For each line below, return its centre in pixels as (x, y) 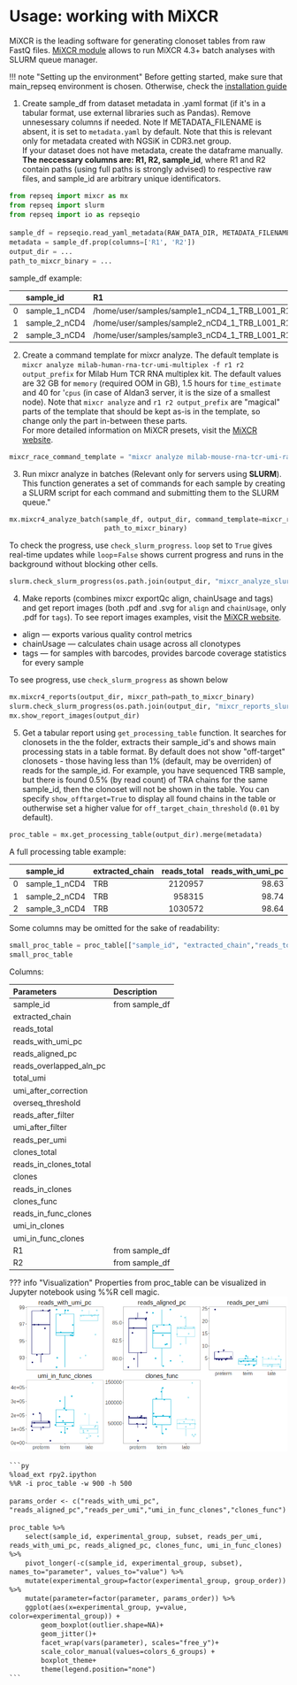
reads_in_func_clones (52, 1213)
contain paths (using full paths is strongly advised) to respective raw (147, 169)
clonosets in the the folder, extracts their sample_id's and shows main (149, 742)
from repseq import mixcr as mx (69, 196)
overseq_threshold (47, 1103)
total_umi (30, 1078)
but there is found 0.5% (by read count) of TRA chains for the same (145, 780)
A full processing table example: (68, 851)
